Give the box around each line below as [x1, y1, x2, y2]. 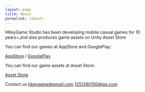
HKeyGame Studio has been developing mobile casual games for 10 [5, 30, 141, 35]
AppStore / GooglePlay [5, 53, 51, 59]
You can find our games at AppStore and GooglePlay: [5, 44, 112, 50]
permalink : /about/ [5, 16, 45, 21]
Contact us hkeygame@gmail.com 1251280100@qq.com [5, 81, 118, 87]
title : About [5, 12, 32, 16]
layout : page [5, 7, 32, 12]
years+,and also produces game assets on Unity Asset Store [5, 34, 126, 40]
